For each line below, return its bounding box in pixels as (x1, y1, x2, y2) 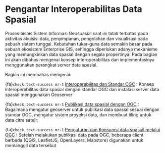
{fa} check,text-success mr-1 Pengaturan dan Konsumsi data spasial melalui (5, 126, 160, 132)
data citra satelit (5, 117, 38, 123)
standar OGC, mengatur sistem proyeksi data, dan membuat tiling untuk (5, 111, 152, 117)
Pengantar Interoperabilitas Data (5, 3, 143, 15)
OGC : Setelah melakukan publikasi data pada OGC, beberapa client (5, 132, 144, 138)
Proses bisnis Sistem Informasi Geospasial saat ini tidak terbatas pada (5, 30, 148, 36)
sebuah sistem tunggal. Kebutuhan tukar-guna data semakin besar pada (5, 41, 153, 47)
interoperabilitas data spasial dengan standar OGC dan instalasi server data (5, 86, 160, 92)
